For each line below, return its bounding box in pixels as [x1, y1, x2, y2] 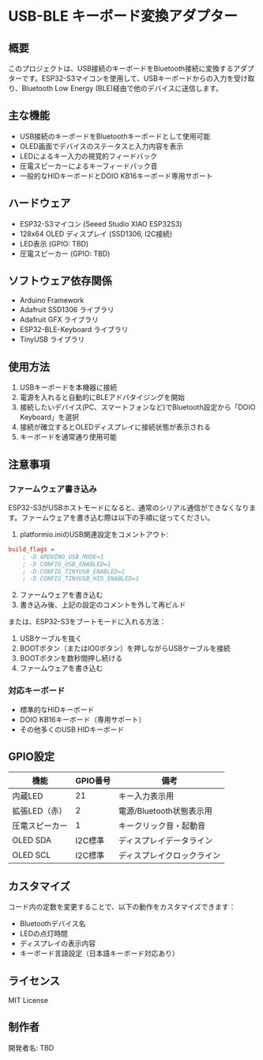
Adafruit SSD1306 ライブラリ [19, 305, 115, 315]
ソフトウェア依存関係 [8, 274, 112, 288]
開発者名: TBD [8, 1043, 54, 1052]
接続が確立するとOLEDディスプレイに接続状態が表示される [19, 422, 211, 432]
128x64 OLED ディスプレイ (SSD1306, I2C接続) [19, 229, 173, 238]
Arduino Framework [19, 296, 85, 305]
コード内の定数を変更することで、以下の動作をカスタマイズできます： [8, 902, 236, 912]
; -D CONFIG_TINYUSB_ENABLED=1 [22, 567, 126, 575]
